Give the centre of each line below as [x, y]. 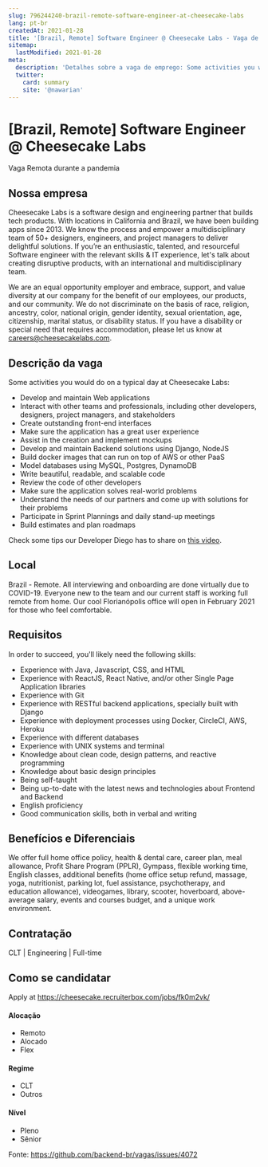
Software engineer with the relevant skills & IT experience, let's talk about [129, 255]
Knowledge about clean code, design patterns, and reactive [118, 754]
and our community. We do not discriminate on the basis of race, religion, [129, 305]
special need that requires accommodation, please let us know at [115, 330]
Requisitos [35, 635]
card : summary [46, 82]
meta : [17, 61]
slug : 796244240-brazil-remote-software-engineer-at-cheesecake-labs [126, 16]
